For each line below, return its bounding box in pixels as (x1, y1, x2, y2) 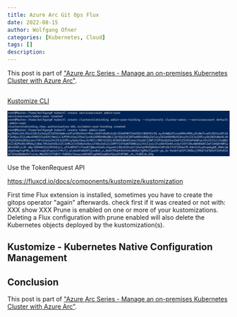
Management (7, 252, 68, 264)
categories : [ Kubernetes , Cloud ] (7, 34, 106, 41)
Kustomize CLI (7, 97, 49, 105)
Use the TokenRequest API (7, 163, 85, 172)
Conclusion (7, 276, 59, 288)
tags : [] (7, 41, 33, 49)
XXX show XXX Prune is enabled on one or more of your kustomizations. (7, 205, 219, 214)
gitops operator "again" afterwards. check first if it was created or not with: (7, 198, 226, 206)
